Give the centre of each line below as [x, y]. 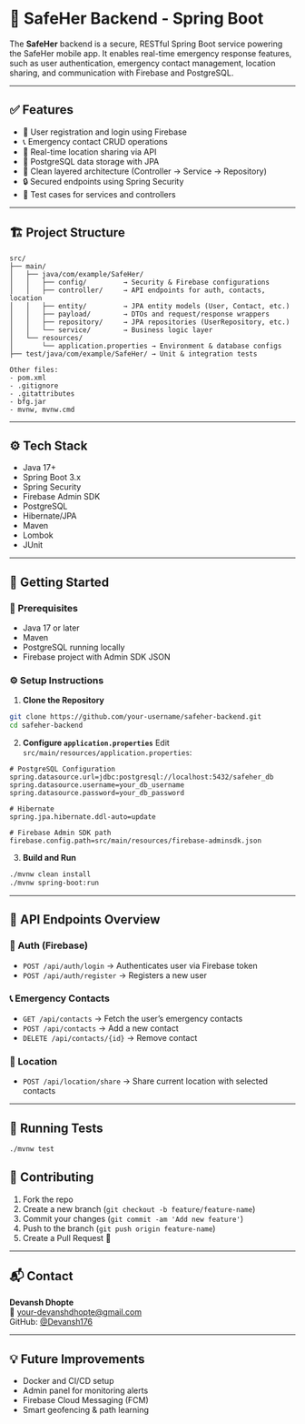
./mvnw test [32, 1149]
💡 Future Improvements [77, 1359]
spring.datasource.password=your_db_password [97, 793]
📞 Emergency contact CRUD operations [95, 141]
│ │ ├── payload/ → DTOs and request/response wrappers [140, 314]
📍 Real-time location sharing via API [89, 151]
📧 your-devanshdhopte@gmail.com [76, 1312]
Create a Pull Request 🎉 [67, 1237]
